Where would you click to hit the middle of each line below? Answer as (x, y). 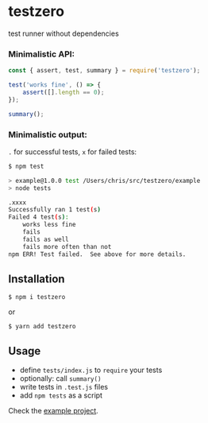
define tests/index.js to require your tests (91, 370)
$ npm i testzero (37, 297)
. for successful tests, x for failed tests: (73, 151)
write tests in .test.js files (64, 387)
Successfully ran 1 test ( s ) (55, 210)
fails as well (46, 239)
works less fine (50, 225)
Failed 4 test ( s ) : (39, 217)
